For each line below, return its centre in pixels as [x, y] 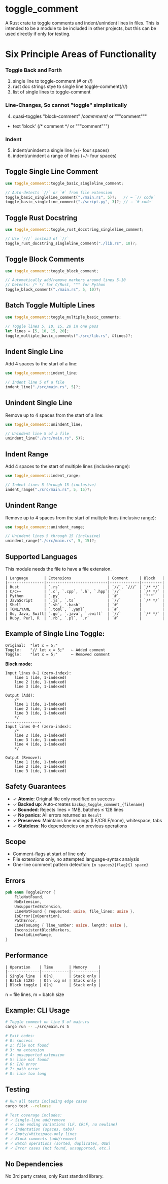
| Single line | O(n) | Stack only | [53, 976]
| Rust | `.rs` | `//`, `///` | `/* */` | [85, 587]
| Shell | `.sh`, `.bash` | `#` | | [85, 605]
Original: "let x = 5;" [31, 645]
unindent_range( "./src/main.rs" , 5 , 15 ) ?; [51, 541]
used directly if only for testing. [38, 34]
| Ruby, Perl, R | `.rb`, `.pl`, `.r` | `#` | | [85, 618]
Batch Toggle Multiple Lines [50, 305]
